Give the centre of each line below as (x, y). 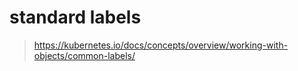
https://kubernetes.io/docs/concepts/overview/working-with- (161, 45)
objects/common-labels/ (84, 55)
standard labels (75, 17)
